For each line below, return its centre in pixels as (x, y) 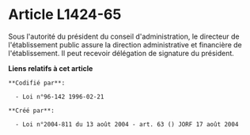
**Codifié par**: (37, 83)
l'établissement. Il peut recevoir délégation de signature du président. (121, 53)
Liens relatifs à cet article (51, 68)
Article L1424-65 (65, 15)
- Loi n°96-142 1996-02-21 (60, 96)
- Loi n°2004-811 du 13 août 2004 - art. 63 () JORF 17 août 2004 (127, 124)
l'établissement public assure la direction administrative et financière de (125, 44)
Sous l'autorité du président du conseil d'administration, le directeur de (124, 36)
